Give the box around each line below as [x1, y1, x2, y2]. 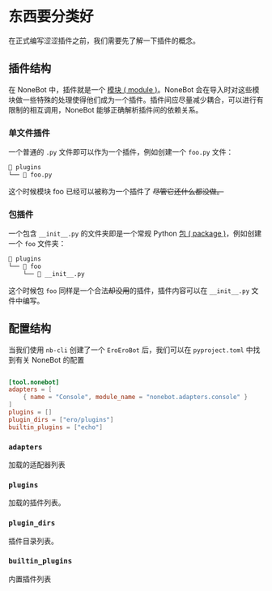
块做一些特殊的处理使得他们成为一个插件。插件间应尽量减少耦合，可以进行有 [8, 95, 264, 104]
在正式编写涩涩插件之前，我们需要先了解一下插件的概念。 [8, 36, 200, 45]
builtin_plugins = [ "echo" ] [8, 423, 104, 432]
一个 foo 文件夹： [8, 239, 66, 249]
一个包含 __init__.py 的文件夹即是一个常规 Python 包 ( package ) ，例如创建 [8, 228, 261, 239]
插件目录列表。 [8, 536, 58, 546]
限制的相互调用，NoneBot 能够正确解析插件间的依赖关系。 [8, 104, 203, 114]
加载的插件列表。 [8, 498, 66, 508]
